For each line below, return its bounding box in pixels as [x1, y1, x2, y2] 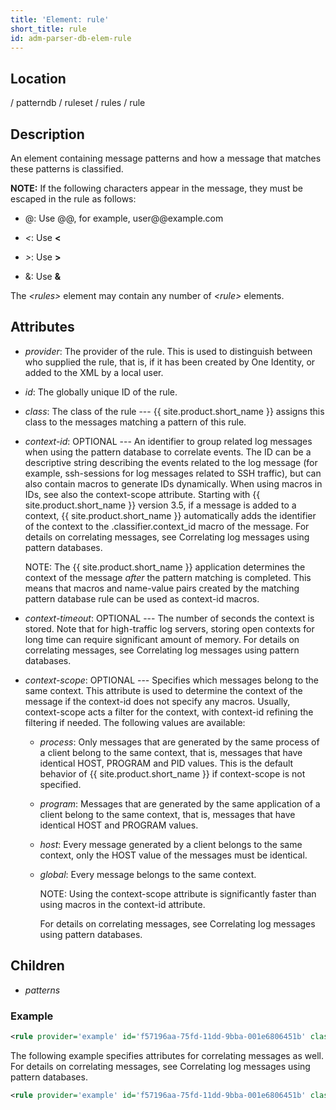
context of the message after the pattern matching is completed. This [24, 571, 312, 583]
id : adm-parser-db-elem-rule [10, 33, 132, 43]
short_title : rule [10, 24, 87, 34]
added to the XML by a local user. [24, 366, 164, 378]
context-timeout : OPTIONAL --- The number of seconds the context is [24, 612, 315, 624]
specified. [39, 778, 82, 790]
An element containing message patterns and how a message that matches [10, 152, 322, 164]
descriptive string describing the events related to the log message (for [24, 456, 318, 468]
